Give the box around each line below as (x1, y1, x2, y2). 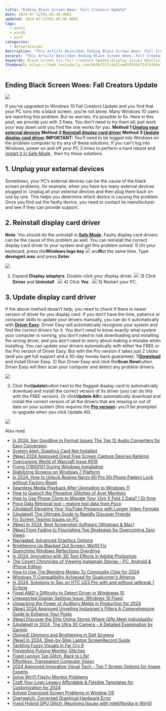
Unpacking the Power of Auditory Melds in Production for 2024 (12, 601, 141, 607)
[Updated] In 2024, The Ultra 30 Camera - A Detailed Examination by (12, 621, 153, 627)
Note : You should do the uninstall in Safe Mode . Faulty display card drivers (5, 232, 158, 237)
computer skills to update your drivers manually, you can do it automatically (5, 317, 159, 323)
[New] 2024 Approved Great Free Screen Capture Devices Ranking (12, 453, 149, 459)
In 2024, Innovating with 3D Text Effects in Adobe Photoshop (12, 553, 137, 559)
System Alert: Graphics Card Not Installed (12, 448, 97, 454)
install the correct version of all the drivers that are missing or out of (12, 399, 151, 405)
